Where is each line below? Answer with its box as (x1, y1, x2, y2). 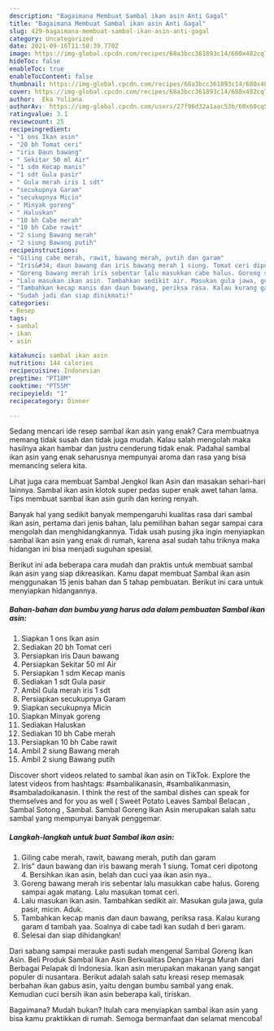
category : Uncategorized (9, 34, 94, 43)
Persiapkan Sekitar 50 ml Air (20, 659, 117, 669)
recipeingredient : (9, 125, 72, 133)
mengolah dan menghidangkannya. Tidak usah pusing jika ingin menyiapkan (9, 527, 265, 537)
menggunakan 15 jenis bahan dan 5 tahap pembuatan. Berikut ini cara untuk (9, 577, 263, 587)
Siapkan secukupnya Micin (20, 703, 112, 712)
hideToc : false (9, 58, 61, 66)
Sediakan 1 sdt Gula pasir (20, 676, 107, 687)
